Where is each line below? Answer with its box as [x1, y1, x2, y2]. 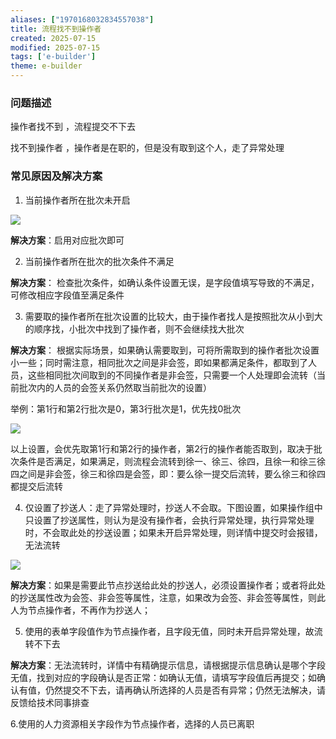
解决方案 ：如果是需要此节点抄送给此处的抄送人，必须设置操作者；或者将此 [10, 579, 317, 591]
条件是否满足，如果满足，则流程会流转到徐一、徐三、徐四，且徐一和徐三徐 [18, 455, 326, 467]
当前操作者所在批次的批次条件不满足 [24, 255, 175, 267]
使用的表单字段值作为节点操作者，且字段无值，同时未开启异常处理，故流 [24, 625, 323, 637]
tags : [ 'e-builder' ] [10, 52, 97, 62]
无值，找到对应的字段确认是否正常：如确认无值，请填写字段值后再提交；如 [10, 671, 317, 683]
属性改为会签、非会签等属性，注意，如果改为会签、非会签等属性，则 [36, 591, 317, 603]
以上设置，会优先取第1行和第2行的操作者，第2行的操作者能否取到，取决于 [10, 442, 314, 455]
